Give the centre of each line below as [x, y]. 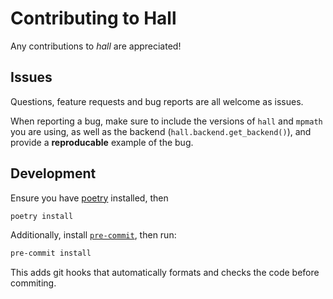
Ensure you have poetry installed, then [89, 198]
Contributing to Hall [93, 18]
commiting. [33, 283]
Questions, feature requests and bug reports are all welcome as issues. [157, 101]
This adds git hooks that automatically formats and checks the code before [165, 273]
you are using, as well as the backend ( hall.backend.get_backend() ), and [161, 131]
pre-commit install [51, 253]
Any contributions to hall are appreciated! [96, 46]
